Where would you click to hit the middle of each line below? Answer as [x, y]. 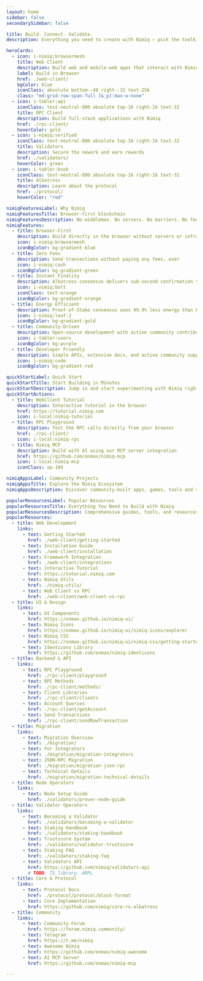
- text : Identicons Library [58, 647]
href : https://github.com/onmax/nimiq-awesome [88, 952]
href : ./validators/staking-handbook [75, 834]
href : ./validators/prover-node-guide [77, 800]
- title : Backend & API [41, 659]
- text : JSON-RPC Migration [58, 760]
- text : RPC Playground [52, 670]
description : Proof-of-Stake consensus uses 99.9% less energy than [105, 310]
